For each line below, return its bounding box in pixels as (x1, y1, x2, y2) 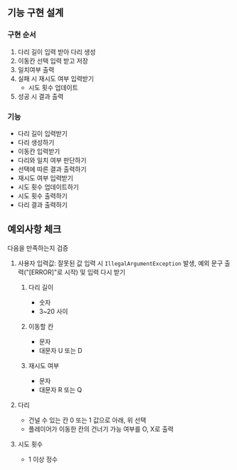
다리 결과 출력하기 (17, 200, 68, 209)
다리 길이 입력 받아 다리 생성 (17, 47, 96, 56)
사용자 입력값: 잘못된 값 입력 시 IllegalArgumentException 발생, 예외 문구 (17, 259, 223, 267)
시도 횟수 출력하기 (17, 191, 68, 200)
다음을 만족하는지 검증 (7, 243, 69, 252)
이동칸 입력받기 (17, 147, 60, 155)
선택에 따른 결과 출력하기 (17, 165, 87, 173)
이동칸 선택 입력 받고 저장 (17, 56, 89, 65)
